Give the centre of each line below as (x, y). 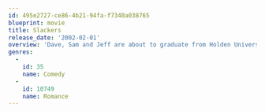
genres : (21, 52)
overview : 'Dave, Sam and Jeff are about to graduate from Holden (119, 45)
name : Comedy (44, 74)
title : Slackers (35, 30)
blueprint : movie (37, 23)
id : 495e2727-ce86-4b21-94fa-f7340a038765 (79, 15)
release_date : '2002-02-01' (54, 37)
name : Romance (45, 96)
